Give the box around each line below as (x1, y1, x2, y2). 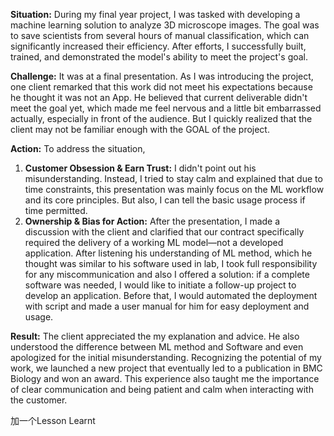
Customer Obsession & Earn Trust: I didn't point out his (24, 162, 257, 174)
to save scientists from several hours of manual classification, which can (10, 30, 310, 41)
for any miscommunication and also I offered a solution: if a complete (24, 269, 310, 280)
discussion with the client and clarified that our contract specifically (24, 226, 305, 238)
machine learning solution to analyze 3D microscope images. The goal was (10, 19, 320, 31)
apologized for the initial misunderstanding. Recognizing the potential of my (10, 352, 322, 363)
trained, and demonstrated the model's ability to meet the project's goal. (10, 51, 309, 63)
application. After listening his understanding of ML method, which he (24, 247, 313, 259)
